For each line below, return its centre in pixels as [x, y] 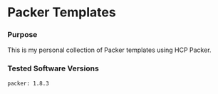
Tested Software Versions [53, 68]
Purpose [22, 35]
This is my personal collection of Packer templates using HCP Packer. [109, 50]
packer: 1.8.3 [28, 83]
